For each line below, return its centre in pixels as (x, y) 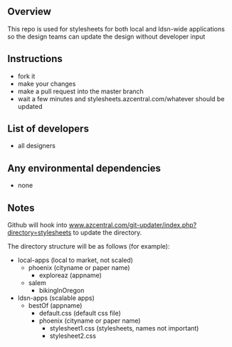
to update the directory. (107, 233)
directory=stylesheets (39, 233)
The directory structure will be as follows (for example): (89, 247)
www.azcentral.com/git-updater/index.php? (133, 225)
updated (30, 106)
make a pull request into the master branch (80, 91)
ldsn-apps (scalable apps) (56, 298)
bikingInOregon (62, 291)
